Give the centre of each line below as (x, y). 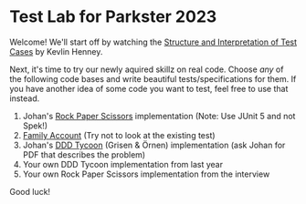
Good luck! (30, 191)
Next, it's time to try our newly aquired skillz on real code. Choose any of (147, 69)
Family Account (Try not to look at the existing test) (119, 135)
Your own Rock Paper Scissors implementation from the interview (146, 174)
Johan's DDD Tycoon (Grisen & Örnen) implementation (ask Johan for (154, 145)
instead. (25, 98)
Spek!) (35, 126)
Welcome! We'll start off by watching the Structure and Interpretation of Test (153, 42)
